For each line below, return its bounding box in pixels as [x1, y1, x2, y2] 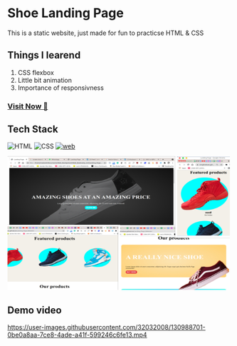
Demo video [7, 304, 62, 316]
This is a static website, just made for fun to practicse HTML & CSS [7, 29, 204, 37]
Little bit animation [17, 76, 73, 84]
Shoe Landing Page [7, 5, 125, 21]
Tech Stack [7, 123, 58, 136]
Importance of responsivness [17, 83, 105, 92]
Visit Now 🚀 [7, 101, 48, 111]
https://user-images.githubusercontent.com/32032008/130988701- [7, 323, 206, 332]
